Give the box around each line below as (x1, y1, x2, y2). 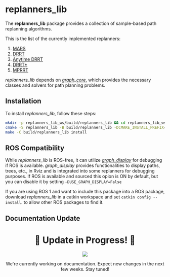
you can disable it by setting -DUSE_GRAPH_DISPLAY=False (5, 179, 122, 185)
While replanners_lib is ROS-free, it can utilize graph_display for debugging (5, 157, 162, 163)
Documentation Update (5, 214, 80, 223)
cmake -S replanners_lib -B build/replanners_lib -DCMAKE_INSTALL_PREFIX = (5, 125, 166, 130)
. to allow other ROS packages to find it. (21, 199, 104, 205)
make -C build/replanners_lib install (5, 129, 87, 135)
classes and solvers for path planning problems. (5, 82, 105, 88)
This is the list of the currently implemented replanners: (5, 36, 120, 42)
